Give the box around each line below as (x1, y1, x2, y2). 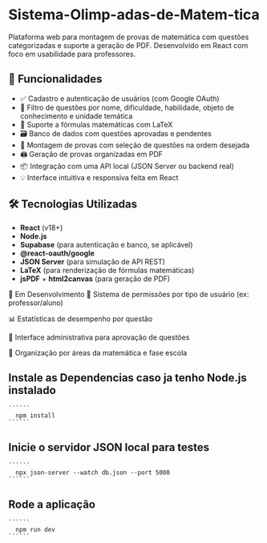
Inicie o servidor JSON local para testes (8, 440, 210, 454)
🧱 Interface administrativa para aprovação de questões (8, 332, 190, 342)
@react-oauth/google (19, 248, 95, 258)
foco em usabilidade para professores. (8, 49, 136, 58)
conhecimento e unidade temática (19, 111, 133, 121)
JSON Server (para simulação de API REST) (19, 256, 166, 266)
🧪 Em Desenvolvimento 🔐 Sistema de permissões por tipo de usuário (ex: (8, 289, 249, 299)
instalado (8, 383, 56, 397)
